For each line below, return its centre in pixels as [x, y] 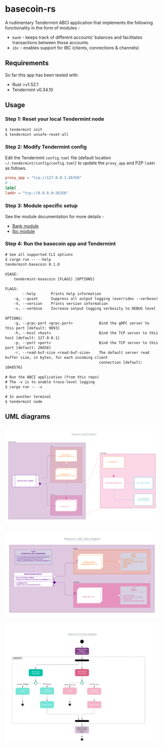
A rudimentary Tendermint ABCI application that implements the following [79, 23]
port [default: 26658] [28, 348]
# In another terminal [28, 397]
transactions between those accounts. [51, 42]
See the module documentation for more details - [55, 216]
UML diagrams [28, 417]
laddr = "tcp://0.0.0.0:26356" [37, 193]
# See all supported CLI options [39, 254]
